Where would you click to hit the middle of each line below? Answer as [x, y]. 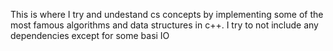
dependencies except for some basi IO [90, 35]
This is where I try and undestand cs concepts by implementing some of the [167, 14]
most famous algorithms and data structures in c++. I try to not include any [164, 25]
